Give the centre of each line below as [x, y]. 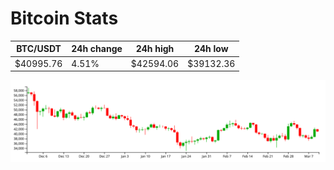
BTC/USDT [39, 49]
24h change [97, 49]
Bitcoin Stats [64, 18]
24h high [155, 49]
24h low [211, 49]
